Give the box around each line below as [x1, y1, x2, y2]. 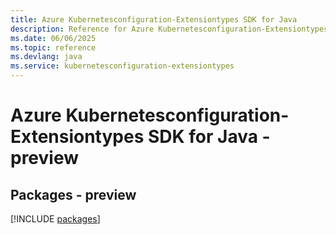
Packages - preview [10, 186, 137, 203]
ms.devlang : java [10, 52, 83, 62]
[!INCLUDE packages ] [10, 213, 101, 225]
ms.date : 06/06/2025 [10, 33, 97, 43]
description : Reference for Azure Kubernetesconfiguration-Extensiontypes [10, 24, 329, 34]
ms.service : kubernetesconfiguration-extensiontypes [10, 61, 235, 71]
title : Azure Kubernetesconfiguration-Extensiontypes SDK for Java [10, 14, 298, 25]
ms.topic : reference [10, 42, 97, 53]
